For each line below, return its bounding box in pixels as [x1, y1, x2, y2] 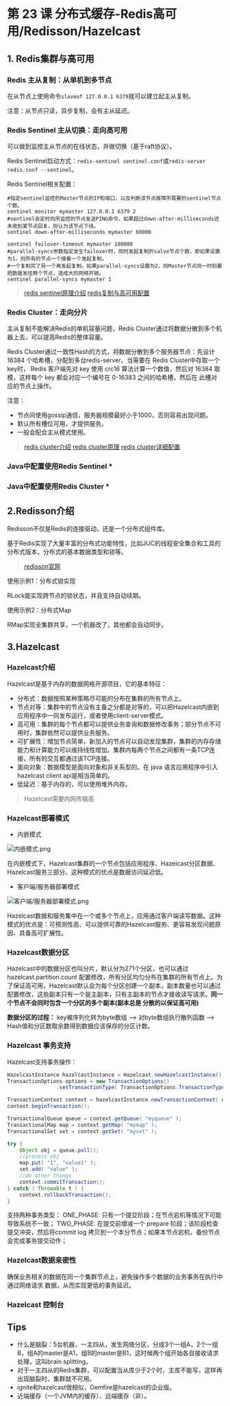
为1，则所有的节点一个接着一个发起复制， [7, 255, 107, 263]
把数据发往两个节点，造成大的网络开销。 [7, 270, 104, 277]
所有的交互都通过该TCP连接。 [29, 754, 114, 762]
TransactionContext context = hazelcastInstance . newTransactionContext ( [7, 1097, 219, 1104]
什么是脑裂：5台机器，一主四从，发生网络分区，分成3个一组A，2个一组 [16, 1340, 218, 1348]
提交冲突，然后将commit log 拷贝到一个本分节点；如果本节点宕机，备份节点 [7, 1228, 220, 1237]
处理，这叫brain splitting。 [16, 1357, 92, 1366]
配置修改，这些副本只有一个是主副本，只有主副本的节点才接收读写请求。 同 [7, 990, 217, 999]
